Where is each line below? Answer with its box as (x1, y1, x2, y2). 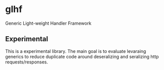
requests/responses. (5, 59, 48, 65)
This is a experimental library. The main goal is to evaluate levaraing (5, 48, 146, 54)
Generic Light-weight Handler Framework (5, 20, 92, 26)
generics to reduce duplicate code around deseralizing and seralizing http (5, 53, 159, 59)
